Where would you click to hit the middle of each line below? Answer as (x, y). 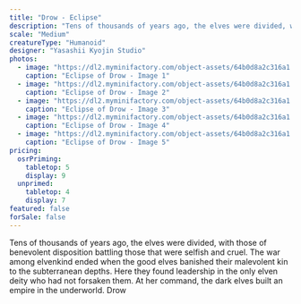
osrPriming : (40, 159)
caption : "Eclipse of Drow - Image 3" (98, 109)
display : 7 (46, 201)
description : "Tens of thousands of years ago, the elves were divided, (148, 26)
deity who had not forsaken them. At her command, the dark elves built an (146, 280)
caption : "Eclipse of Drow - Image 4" (98, 126)
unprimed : (35, 184)
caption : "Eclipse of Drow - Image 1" (98, 76)
